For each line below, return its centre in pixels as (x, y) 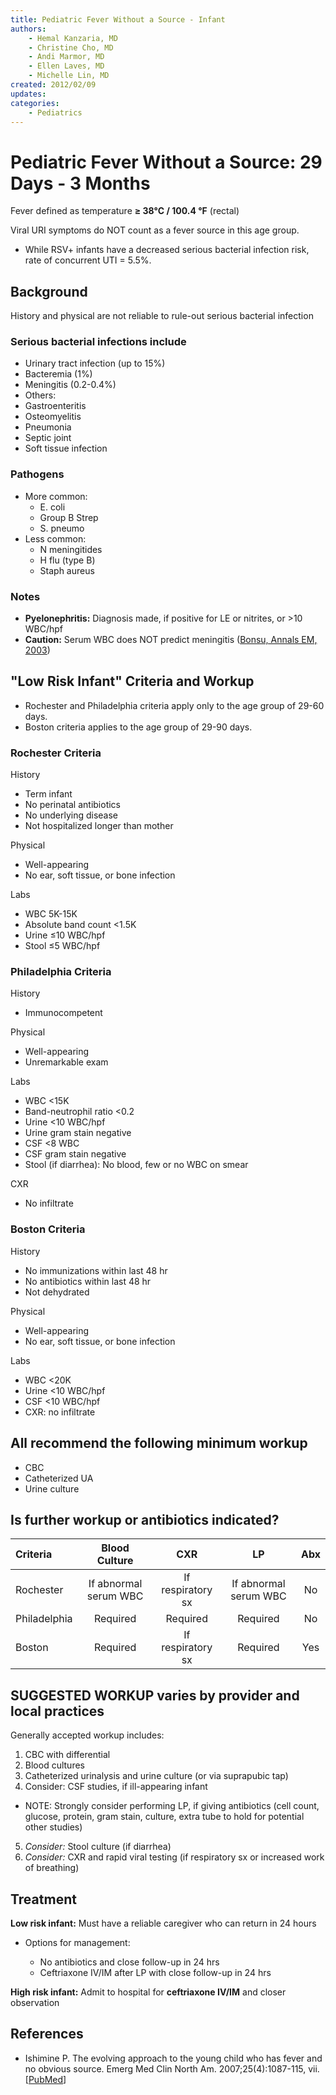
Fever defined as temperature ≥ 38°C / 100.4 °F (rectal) (125, 211)
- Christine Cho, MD (71, 47)
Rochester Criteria (56, 753)
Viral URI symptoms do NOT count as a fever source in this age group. (155, 230)
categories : (35, 103)
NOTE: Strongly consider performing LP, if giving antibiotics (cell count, (172, 1806)
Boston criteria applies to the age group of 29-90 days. (138, 727)
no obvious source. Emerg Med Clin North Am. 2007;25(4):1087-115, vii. (172, 2068)
